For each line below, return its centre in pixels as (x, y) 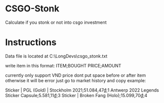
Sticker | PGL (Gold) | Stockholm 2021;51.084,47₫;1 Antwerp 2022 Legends (82, 90)
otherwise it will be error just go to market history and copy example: (76, 80)
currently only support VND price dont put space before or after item (76, 75)
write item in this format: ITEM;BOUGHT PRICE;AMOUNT (63, 65)
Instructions (31, 42)
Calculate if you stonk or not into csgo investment (56, 22)
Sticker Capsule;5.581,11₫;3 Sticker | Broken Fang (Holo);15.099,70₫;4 (76, 95)
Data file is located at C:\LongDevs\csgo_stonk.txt (56, 56)
